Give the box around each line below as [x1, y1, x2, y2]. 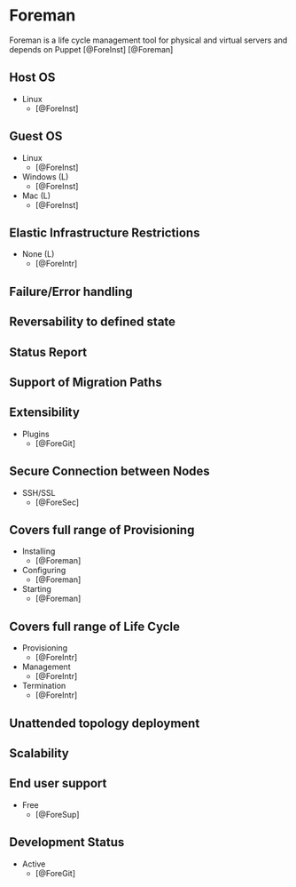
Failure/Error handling [9, 284, 133, 299]
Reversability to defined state [9, 315, 175, 330]
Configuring [21, 565, 66, 576]
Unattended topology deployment [9, 715, 200, 731]
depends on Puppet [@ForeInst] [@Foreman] [9, 44, 174, 54]
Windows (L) [21, 171, 69, 182]
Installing [21, 546, 56, 556]
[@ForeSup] [35, 809, 80, 819]
